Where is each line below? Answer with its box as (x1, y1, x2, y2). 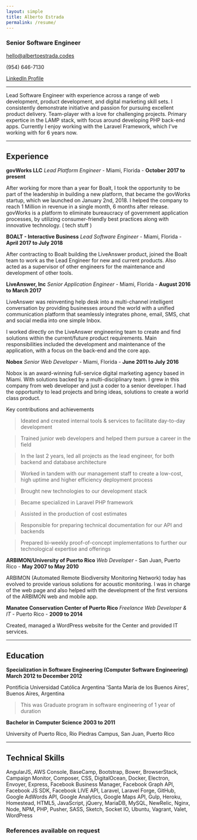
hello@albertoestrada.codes (6, 52, 74, 59)
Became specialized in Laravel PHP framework (20, 499, 134, 506)
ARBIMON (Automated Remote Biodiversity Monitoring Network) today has (6, 575, 186, 582)
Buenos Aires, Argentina (6, 690, 65, 697)
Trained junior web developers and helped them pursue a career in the (20, 435, 191, 442)
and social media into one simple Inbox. (6, 317, 101, 324)
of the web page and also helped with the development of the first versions (6, 587, 188, 594)
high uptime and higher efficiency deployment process (20, 476, 153, 483)
